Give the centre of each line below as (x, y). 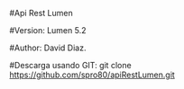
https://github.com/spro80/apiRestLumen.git (92, 75)
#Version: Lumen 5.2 (48, 30)
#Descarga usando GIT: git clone (71, 65)
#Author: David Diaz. (48, 48)
